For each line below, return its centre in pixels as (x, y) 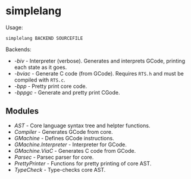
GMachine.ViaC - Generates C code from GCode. (75, 150)
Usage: (14, 27)
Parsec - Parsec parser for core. (54, 157)
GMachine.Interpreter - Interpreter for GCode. (71, 145)
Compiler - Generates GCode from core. (63, 131)
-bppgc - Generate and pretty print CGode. (67, 92)
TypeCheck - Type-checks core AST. (60, 169)
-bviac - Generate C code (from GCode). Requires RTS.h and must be (99, 73)
